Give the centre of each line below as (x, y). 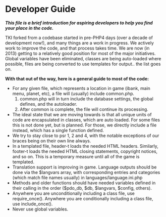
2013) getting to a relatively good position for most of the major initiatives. (81, 53)
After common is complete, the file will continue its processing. (84, 109)
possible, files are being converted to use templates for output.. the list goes (83, 64)
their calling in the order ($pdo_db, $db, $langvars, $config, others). (82, 188)
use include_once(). (32, 204)
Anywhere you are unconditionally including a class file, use (73, 193)
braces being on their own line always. (52, 141)
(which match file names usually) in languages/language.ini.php (77, 177)
